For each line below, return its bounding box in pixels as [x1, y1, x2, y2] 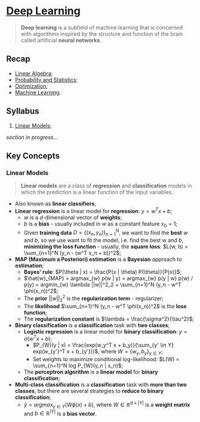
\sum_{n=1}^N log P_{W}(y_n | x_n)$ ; [32, 362, 124, 369]
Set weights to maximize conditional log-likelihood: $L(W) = [32, 356, 180, 363]
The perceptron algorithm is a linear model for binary [23, 368, 158, 375]
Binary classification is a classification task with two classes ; [14, 321, 170, 329]
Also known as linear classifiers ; [14, 200, 97, 207]
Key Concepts [6, 150, 60, 161]
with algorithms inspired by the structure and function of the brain [20, 30, 183, 37]
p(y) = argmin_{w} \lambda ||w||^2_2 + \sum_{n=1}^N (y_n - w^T [23, 281, 182, 288]
